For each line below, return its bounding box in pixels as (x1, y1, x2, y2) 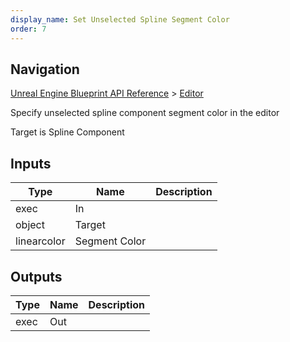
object (15, 218, 45, 232)
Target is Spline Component (10, 126, 125, 138)
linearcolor (15, 234, 66, 248)
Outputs (10, 268, 63, 285)
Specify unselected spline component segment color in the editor (10, 107, 280, 119)
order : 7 (10, 24, 47, 34)
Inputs (10, 155, 52, 172)
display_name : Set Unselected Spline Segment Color (10, 14, 230, 25)
